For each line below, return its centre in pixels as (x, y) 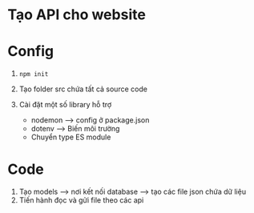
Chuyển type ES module (71, 137)
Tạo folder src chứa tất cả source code (83, 89)
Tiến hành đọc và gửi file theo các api (81, 200)
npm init (34, 74)
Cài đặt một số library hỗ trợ (65, 105)
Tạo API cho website (77, 15)
